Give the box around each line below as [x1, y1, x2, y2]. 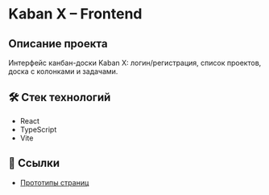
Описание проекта [8, 37, 108, 51]
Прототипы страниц [19, 177, 89, 187]
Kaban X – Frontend [8, 5, 143, 23]
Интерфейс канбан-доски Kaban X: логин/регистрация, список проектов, [8, 58, 262, 67]
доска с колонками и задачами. [8, 67, 118, 76]
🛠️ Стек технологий [8, 91, 111, 104]
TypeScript [19, 124, 57, 134]
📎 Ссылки [8, 156, 60, 170]
